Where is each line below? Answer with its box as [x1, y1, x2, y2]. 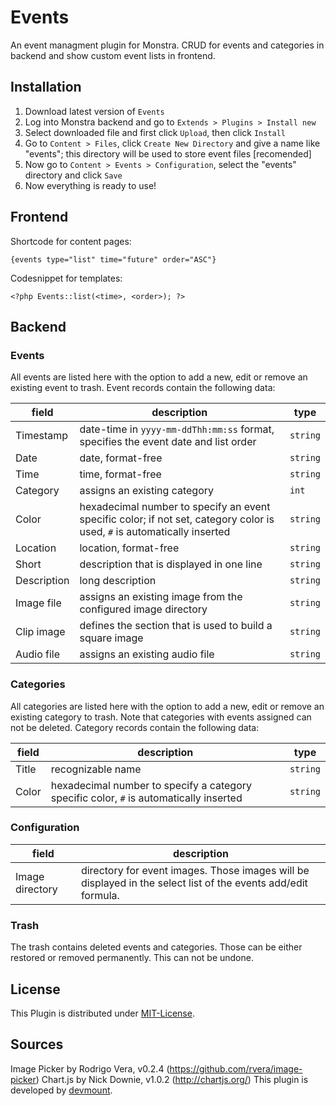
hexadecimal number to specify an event [79, 500, 271, 514]
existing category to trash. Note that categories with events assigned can [10, 711, 312, 723]
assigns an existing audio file [79, 647, 215, 661]
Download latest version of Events [24, 105, 165, 117]
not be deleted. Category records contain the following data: [10, 721, 260, 733]
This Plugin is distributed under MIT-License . [10, 1007, 195, 1019]
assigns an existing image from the [79, 590, 243, 604]
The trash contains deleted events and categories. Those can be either [10, 941, 303, 953]
